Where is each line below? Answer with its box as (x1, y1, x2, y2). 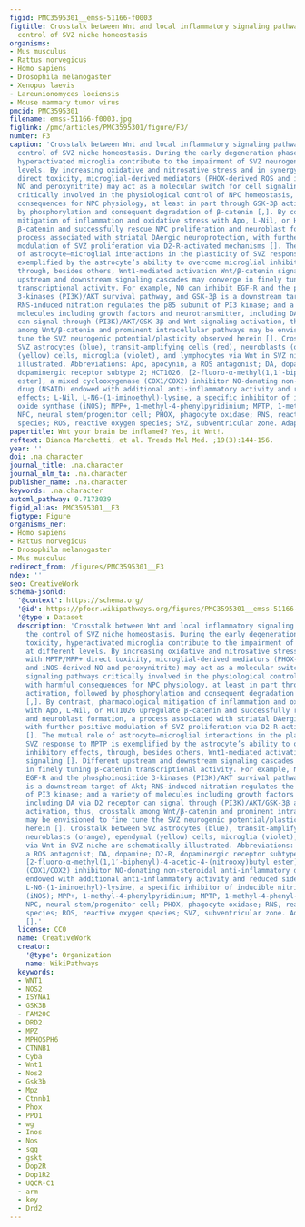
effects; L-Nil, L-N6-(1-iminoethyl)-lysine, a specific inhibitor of (17, 393, 290, 402)
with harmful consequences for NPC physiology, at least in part (25, 680, 279, 689)
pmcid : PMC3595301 (9, 106, 79, 115)
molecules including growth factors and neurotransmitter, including (17, 309, 286, 318)
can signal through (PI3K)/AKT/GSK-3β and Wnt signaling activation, (17, 317, 286, 327)
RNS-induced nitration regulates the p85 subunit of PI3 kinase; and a (17, 301, 295, 310)
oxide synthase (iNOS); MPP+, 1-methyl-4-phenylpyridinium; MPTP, (17, 401, 274, 411)
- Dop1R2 (17, 1170, 51, 1179)
